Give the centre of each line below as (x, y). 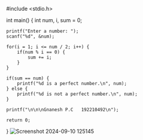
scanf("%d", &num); (31, 36)
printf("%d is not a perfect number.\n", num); (77, 94)
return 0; (19, 120)
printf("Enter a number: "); (42, 31)
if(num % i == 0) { (41, 52)
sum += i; (40, 57)
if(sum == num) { (28, 78)
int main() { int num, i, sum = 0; (44, 20)
